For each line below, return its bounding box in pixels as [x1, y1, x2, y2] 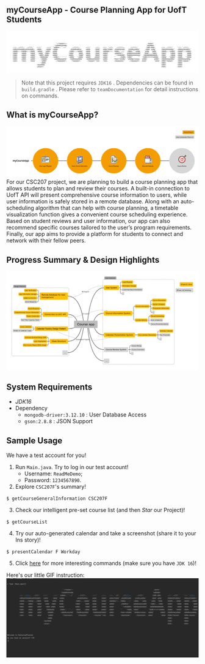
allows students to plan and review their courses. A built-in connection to [6, 185, 190, 192]
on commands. [21, 92, 59, 100]
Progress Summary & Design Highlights [6, 254, 160, 265]
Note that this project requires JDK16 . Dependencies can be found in [21, 79, 193, 86]
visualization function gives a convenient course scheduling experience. [6, 211, 188, 218]
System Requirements [6, 382, 93, 392]
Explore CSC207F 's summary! [15, 483, 87, 491]
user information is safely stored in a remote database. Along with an [6, 198, 180, 205]
